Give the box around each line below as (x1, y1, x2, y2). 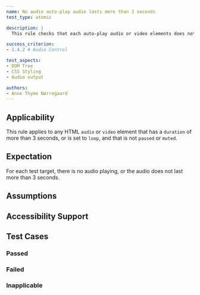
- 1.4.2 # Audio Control (6, 47, 68, 53)
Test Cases (6, 231, 49, 241)
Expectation (6, 152, 52, 162)
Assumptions (6, 191, 57, 201)
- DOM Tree (6, 63, 33, 69)
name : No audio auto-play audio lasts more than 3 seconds (6, 8, 156, 15)
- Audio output (6, 74, 44, 80)
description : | (6, 25, 44, 31)
